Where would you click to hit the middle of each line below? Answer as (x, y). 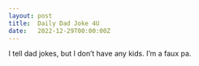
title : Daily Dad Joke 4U (54, 23)
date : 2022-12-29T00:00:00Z (60, 31)
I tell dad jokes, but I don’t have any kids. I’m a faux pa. (100, 54)
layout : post (30, 16)
